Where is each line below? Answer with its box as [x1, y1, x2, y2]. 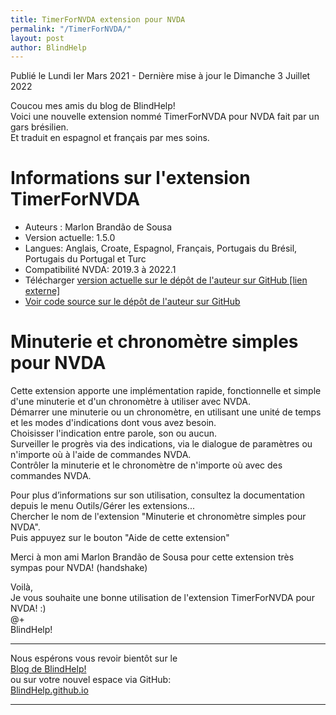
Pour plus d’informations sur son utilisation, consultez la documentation [10, 489, 305, 501]
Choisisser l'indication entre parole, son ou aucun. [10, 427, 218, 440]
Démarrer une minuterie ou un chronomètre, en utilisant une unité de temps [10, 406, 322, 418]
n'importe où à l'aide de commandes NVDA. [10, 449, 192, 461]
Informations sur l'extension [10, 167, 251, 190]
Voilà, [10, 581, 34, 593]
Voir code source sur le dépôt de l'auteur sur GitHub [24, 296, 241, 308]
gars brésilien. [10, 121, 69, 133]
